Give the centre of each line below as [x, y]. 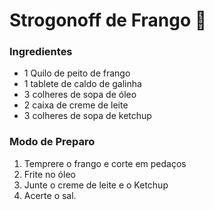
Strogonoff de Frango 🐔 [108, 20]
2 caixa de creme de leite [76, 105]
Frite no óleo [49, 174]
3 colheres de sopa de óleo [80, 95]
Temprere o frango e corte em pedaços [105, 163]
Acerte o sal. [50, 195]
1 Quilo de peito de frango [77, 73]
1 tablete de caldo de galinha [82, 84]
